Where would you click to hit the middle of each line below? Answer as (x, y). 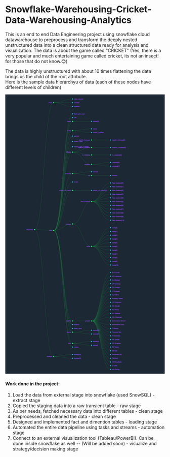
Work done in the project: (32, 384)
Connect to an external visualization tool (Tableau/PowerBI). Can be (83, 438)
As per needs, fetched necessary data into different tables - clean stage (88, 411)
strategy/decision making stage (45, 449)
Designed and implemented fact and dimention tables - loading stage (85, 422)
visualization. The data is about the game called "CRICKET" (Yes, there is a (83, 50)
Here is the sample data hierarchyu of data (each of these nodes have (78, 82)
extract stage (26, 401)
